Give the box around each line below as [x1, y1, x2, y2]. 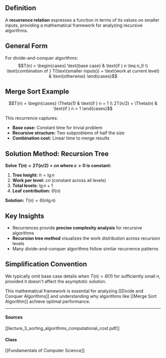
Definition [5, 4, 36, 12]
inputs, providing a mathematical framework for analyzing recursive [5, 22, 143, 28]
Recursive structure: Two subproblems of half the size [12, 130, 125, 136]
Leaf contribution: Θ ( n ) [12, 188, 61, 194]
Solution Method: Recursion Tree [5, 149, 109, 158]
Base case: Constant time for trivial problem [12, 125, 103, 131]
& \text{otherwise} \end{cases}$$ [48, 73, 118, 79]
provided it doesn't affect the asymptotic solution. [5, 278, 107, 284]
